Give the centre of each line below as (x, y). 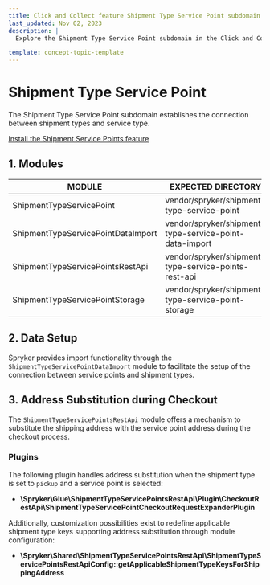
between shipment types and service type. (79, 123)
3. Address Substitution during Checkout (113, 400)
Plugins (23, 457)
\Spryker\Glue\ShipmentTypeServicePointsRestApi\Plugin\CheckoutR (139, 498)
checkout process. (39, 436)
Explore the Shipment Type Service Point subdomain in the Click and (134, 38)
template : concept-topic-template (66, 53)
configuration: (31, 540)
